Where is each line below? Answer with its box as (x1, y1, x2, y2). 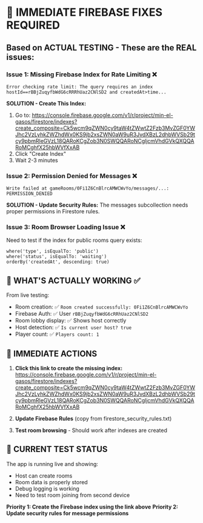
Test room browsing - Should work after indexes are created (15, 427, 168, 434)
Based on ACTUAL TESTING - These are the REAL (6, 42, 197, 53)
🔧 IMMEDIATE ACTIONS (6, 348, 98, 359)
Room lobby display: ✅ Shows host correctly (15, 317, 127, 324)
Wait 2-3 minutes (15, 156, 59, 164)
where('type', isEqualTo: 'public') (6, 248, 99, 255)
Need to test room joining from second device (15, 491, 130, 499)
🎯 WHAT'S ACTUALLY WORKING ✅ (6, 275, 141, 285)
